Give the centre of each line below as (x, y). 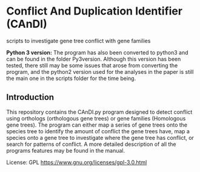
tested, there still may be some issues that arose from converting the (92, 65)
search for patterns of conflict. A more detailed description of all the (91, 144)
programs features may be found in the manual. (66, 150)
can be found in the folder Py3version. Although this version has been (94, 59)
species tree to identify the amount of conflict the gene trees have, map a (98, 131)
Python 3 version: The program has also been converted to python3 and (97, 52)
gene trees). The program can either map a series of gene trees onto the (97, 125)
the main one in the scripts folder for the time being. (71, 78)
